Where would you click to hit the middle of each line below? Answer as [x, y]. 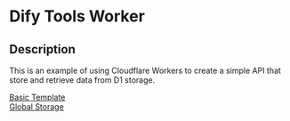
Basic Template [37, 97]
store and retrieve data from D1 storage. [82, 80]
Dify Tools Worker [77, 16]
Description [42, 49]
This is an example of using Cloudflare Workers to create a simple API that [145, 70]
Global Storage [36, 107]
